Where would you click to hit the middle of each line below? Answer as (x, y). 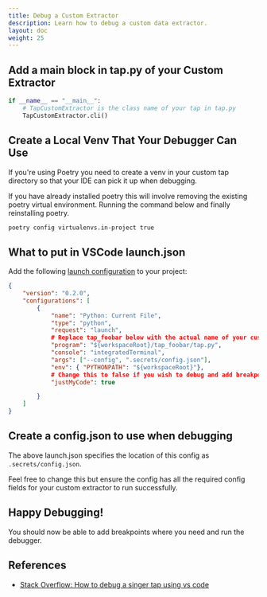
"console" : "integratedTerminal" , (108, 353)
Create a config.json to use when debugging (120, 436)
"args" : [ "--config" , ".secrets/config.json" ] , (131, 360)
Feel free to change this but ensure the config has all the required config (127, 479)
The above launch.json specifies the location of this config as (109, 455)
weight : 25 (26, 38)
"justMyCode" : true (83, 382)
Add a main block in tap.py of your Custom (116, 70)
